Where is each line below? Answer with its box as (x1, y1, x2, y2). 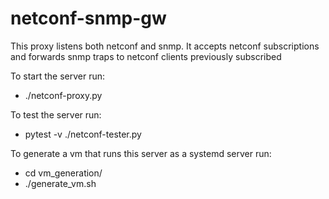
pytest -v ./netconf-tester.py (24, 128, 142, 140)
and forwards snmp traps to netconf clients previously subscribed (10, 50, 282, 62)
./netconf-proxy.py (24, 89, 103, 101)
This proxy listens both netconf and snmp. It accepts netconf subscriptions (10, 40, 320, 52)
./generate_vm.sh (24, 177, 97, 189)
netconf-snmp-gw (10, 7, 167, 30)
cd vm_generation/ (24, 167, 103, 179)
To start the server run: (10, 70, 105, 82)
